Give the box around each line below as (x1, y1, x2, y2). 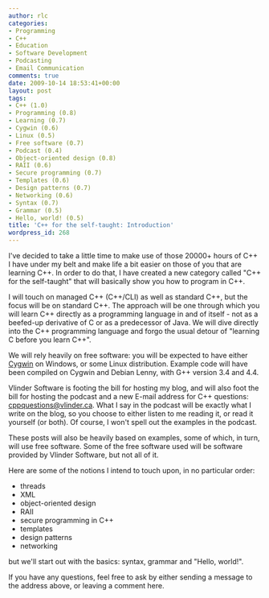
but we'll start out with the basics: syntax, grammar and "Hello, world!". (8, 557, 244, 566)
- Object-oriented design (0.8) (8, 154, 116, 162)
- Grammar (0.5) (8, 206, 63, 214)
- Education (8, 42, 48, 50)
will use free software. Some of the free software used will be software (8, 442, 243, 451)
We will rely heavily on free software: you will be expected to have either (8, 351, 248, 360)
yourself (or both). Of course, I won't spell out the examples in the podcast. (8, 418, 257, 427)
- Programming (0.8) (8, 109, 78, 118)
